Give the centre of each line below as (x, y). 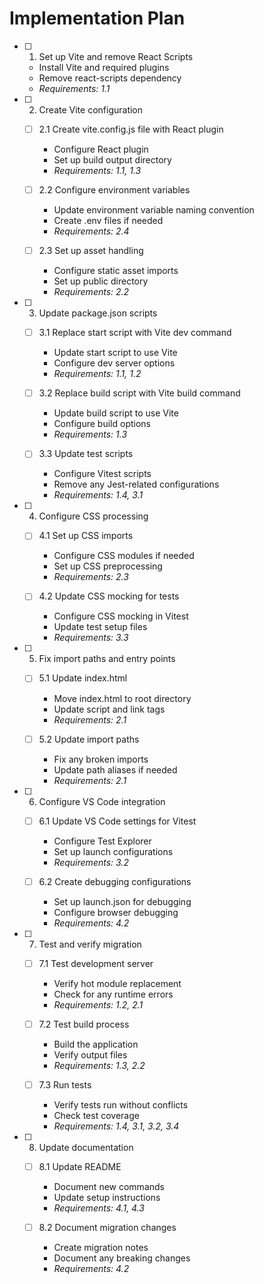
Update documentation (86, 1147)
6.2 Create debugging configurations (115, 881)
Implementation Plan (97, 18)
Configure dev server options (114, 363)
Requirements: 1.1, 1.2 (97, 374)
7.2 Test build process (84, 1024)
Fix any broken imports (101, 759)
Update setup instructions (107, 1197)
